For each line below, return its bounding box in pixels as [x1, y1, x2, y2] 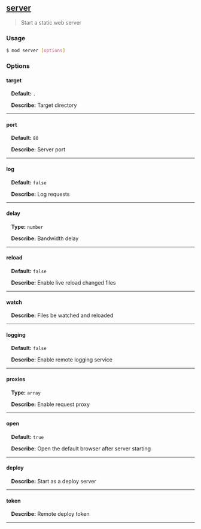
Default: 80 [11, 135, 39, 142]
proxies [6, 375, 26, 382]
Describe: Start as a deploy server [11, 477, 97, 485]
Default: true [11, 433, 44, 440]
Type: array [11, 388, 41, 396]
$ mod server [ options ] [6, 47, 66, 54]
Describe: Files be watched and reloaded [11, 312, 114, 319]
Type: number [11, 223, 44, 230]
